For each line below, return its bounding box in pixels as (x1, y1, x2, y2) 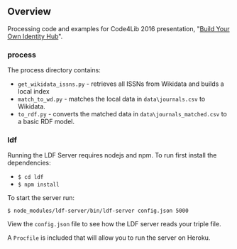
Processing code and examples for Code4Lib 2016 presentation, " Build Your (7, 24, 230, 33)
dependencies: (7, 159, 51, 167)
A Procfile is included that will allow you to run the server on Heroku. (7, 233, 211, 242)
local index (17, 87, 50, 96)
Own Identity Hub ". (7, 32, 63, 40)
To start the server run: (7, 194, 75, 202)
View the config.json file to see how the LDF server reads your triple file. (7, 220, 221, 228)
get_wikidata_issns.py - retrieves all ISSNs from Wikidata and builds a (17, 79, 225, 88)
